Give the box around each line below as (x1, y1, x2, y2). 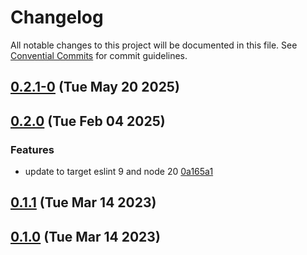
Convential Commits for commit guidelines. (10, 49, 188, 61)
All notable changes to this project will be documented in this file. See (10, 39, 298, 51)
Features (10, 142, 55, 156)
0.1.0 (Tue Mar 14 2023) (10, 228, 161, 245)
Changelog (10, 6, 104, 29)
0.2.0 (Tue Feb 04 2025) (10, 112, 166, 130)
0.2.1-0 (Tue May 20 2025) (10, 79, 180, 96)
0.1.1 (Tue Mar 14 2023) (10, 194, 157, 211)
